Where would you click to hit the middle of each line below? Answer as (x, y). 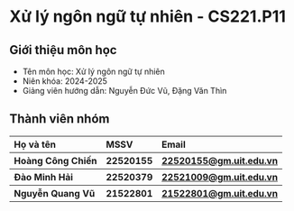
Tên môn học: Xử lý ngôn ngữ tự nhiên (93, 71)
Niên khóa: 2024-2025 (65, 81)
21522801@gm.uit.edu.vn (219, 193)
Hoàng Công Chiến (55, 161)
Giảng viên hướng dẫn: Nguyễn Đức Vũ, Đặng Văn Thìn (124, 91)
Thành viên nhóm (60, 119)
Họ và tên (35, 144)
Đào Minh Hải (44, 177)
